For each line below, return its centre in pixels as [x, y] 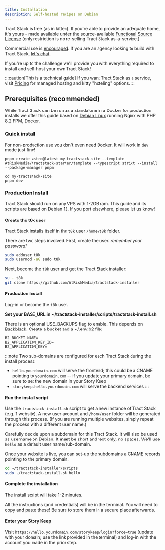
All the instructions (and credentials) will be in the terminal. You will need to [81, 504]
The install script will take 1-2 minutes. [44, 495]
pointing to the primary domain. [37, 459]
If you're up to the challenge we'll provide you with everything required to [80, 63]
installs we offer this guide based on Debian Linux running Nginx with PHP [81, 116]
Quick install [20, 134]
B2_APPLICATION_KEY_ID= [30, 342]
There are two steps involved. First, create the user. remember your [73, 241]
